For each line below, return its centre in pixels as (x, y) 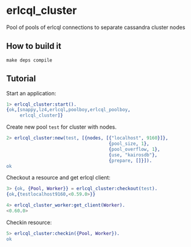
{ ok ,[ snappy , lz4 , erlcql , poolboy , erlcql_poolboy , (68, 110)
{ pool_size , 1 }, (129, 144)
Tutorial (21, 79)
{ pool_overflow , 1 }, (135, 149)
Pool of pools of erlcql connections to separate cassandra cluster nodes (96, 27)
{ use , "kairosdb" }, (133, 155)
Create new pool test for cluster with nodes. (61, 127)
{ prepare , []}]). (130, 161)
